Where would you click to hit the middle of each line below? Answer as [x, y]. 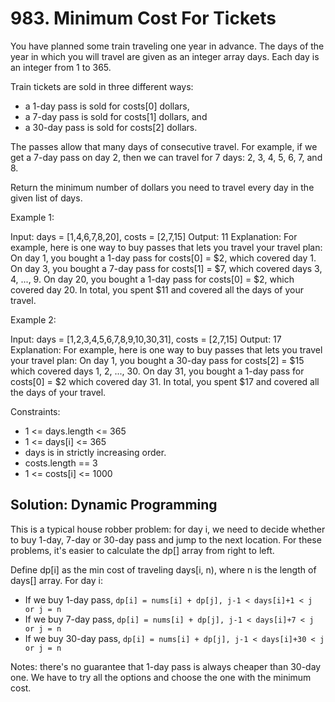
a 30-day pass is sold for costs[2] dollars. [111, 127]
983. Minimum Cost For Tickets [143, 18]
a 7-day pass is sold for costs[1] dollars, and [116, 116]
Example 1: [32, 217]
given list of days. [46, 198]
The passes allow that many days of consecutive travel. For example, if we [164, 146]
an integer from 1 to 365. [61, 67]
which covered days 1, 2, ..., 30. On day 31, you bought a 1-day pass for [157, 371]
